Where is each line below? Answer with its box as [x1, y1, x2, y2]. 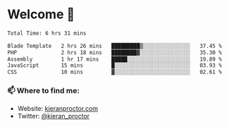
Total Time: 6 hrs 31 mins [7, 30, 87, 37]
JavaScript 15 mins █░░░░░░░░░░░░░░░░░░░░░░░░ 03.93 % [7, 62, 222, 69]
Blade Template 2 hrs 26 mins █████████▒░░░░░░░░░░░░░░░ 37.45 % [7, 42, 222, 49]
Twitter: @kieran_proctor [17, 112, 90, 121]
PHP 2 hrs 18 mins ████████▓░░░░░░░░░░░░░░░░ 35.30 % [7, 49, 222, 56]
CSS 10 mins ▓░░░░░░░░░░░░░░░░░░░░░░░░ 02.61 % [7, 68, 222, 76]
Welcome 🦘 [7, 6, 75, 23]
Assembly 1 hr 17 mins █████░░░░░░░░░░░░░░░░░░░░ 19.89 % [7, 56, 222, 63]
